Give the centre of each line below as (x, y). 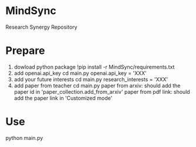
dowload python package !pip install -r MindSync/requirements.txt (94, 67)
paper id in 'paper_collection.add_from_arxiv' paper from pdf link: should (102, 91)
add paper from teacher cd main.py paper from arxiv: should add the (97, 86)
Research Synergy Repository (41, 27)
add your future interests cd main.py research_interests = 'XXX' (91, 79)
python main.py (24, 138)
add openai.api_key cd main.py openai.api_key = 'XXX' (80, 73)
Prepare (25, 51)
